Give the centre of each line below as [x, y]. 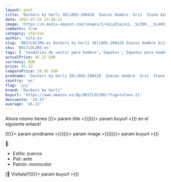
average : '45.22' [24, 104]
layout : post [19, 10]
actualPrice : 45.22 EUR [31, 57]
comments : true [21, 29]
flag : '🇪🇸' [18, 85]
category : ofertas [25, 33]
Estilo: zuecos [27, 154]
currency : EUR [20, 62]
